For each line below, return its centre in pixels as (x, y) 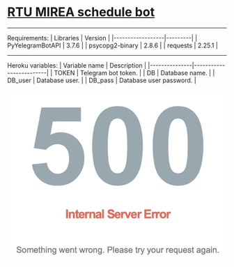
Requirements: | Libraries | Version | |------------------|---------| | (102, 38)
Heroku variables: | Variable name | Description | (77, 65)
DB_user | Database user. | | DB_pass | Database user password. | (102, 80)
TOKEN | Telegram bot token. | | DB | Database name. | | (134, 73)
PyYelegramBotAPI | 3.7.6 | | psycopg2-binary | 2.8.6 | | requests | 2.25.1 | (112, 45)
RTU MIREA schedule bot (81, 12)
